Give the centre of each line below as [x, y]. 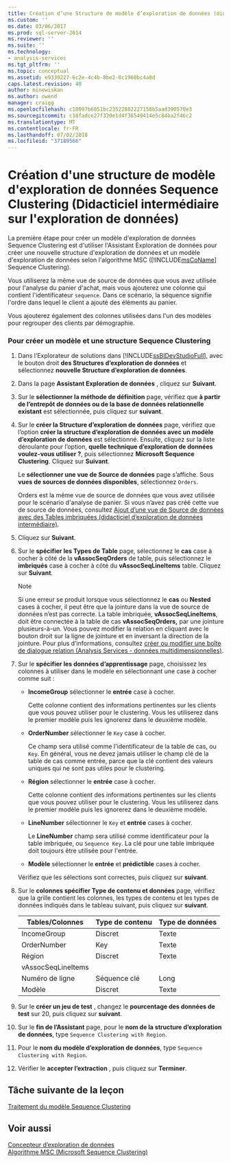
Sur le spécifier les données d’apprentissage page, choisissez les [112, 664]
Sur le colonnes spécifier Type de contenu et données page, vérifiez [116, 891]
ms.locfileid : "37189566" [45, 142]
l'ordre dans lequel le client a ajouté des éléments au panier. [93, 302]
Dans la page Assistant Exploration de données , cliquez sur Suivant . [117, 384]
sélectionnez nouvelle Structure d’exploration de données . [102, 370]
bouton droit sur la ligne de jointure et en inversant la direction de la [113, 636]
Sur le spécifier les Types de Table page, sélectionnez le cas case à [115, 551]
